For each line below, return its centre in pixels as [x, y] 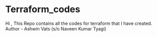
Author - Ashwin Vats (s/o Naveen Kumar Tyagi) [56, 28]
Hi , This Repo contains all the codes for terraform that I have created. [79, 23]
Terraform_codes [43, 9]
